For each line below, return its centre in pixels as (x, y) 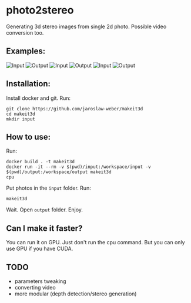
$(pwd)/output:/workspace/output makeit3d (59, 172)
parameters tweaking (40, 281)
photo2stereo (40, 10)
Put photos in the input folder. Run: (48, 188)
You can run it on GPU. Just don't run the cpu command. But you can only (95, 243)
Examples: (26, 51)
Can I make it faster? (44, 228)
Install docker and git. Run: (38, 98)
